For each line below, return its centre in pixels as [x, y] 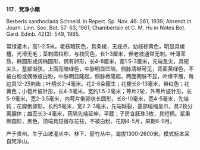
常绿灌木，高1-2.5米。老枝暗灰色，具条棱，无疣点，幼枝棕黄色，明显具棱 [96, 46]
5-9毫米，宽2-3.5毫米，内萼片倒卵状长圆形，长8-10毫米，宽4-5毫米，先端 [98, 99]
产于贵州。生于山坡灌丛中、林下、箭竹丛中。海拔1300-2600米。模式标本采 [98, 134]
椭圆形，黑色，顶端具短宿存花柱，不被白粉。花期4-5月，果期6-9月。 [91, 121]
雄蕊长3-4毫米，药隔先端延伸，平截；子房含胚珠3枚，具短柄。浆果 [108, 114]
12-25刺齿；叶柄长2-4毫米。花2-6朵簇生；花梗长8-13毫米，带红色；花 [103, 84]
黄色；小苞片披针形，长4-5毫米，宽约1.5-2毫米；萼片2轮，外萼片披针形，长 [99, 91]
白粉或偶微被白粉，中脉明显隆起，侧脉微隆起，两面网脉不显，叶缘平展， [100, 76]
